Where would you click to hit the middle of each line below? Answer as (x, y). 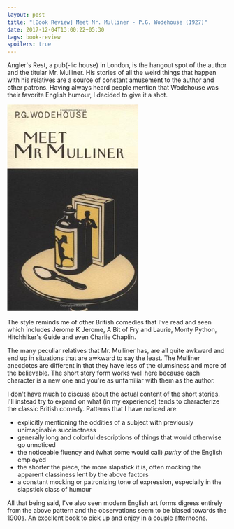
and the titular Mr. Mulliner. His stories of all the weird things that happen (112, 73)
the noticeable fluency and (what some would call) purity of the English (120, 453)
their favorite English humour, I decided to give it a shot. (87, 95)
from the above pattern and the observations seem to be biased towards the (117, 511)
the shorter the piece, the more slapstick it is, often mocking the (109, 467)
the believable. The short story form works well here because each (104, 373)
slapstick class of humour (54, 490)
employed (32, 460)
